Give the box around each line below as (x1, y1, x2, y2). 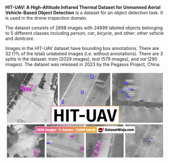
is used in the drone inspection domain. (5, 15, 88, 21)
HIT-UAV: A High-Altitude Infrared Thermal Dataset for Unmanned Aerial (5, 5, 161, 10)
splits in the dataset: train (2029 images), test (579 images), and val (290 (5, 56, 158, 62)
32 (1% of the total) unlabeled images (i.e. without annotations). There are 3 (5, 50, 163, 57)
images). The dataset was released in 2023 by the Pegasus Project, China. (5, 62, 161, 67)
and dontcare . (5, 35, 35, 41)
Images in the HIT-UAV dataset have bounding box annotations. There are (5, 45, 159, 51)
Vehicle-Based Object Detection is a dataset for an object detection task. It (5, 10, 163, 16)
